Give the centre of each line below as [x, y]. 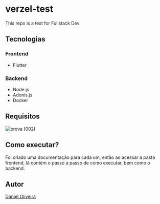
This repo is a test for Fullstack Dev [42, 23]
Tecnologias [25, 39]
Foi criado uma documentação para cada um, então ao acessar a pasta [80, 157]
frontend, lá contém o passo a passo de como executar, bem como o [78, 162]
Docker [20, 100]
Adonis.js [22, 95]
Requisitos [22, 117]
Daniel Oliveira [20, 197]
